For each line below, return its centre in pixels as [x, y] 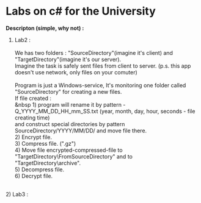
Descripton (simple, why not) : [45, 28]
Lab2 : [23, 40]
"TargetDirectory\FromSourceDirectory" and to [73, 156]
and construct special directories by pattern [70, 124]
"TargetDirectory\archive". [48, 163]
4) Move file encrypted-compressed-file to [68, 150]
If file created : [33, 98]
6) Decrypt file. [34, 176]
